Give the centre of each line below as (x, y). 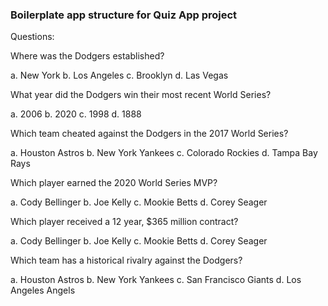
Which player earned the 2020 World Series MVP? (114, 183)
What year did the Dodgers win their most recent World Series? (141, 95)
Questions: (32, 37)
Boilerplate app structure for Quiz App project (124, 15)
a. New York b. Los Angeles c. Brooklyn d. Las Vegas (119, 75)
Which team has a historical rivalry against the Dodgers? (126, 260)
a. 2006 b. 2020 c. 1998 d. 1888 (76, 114)
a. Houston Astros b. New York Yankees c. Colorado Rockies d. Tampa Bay (164, 153)
